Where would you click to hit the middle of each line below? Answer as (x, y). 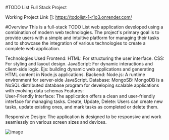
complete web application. (33, 48)
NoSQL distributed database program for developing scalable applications (82, 85)
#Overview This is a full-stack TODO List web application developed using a (84, 27)
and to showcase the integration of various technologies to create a (75, 43)
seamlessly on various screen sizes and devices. (56, 122)
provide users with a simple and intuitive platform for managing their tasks (82, 38)
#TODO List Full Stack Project (36, 7)
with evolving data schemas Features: (45, 91)
